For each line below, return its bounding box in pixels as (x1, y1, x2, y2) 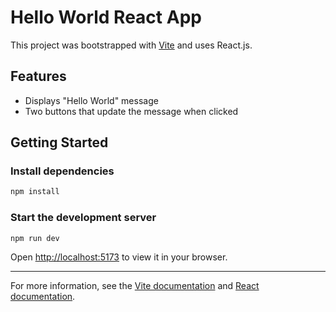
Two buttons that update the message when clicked (24, 105, 239, 117)
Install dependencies (10, 164, 115, 178)
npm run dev (10, 233, 60, 243)
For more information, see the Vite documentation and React (10, 280, 260, 292)
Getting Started (10, 134, 109, 151)
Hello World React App (10, 6, 202, 29)
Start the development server (10, 211, 157, 225)
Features (10, 68, 67, 85)
